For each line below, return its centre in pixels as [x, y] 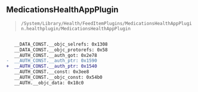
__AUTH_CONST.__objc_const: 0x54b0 [58, 77]
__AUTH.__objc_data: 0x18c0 [49, 83]
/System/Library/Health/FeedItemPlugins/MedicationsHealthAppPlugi [106, 23]
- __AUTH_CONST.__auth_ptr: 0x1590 [52, 61]
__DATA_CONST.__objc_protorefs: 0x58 [61, 50]
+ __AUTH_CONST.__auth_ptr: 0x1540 [52, 66]
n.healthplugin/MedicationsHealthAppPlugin [76, 28]
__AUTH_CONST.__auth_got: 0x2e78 [55, 55]
